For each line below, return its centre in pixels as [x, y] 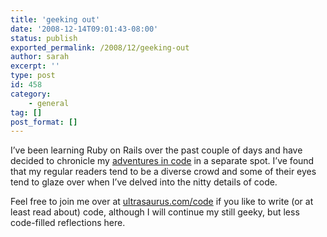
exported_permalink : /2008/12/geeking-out [100, 47]
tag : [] [26, 112]
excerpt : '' [35, 66]
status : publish [44, 38]
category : [31, 94]
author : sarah [40, 57]
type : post [33, 76]
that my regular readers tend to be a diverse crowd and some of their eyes [163, 172]
